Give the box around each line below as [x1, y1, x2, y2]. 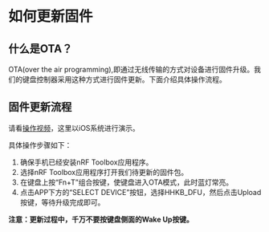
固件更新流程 [8, 100, 72, 114]
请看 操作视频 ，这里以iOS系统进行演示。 [8, 123, 141, 132]
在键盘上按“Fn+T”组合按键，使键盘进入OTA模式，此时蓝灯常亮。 [19, 177, 234, 187]
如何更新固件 [8, 7, 94, 26]
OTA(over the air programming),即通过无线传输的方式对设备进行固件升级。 [8, 65, 255, 74]
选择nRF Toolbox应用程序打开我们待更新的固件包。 [19, 167, 189, 177]
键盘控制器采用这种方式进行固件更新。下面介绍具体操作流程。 [22, 75, 226, 84]
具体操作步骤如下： [8, 140, 72, 149]
